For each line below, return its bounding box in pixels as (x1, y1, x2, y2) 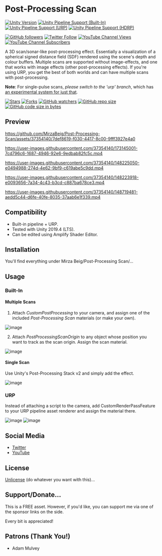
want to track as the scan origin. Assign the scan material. (12, 339, 128, 345)
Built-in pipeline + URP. (12, 221, 59, 227)
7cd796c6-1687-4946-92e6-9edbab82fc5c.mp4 (5, 150, 103, 156)
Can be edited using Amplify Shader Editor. (12, 231, 98, 237)
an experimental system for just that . (5, 89, 78, 95)
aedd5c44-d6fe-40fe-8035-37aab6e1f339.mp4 (5, 194, 101, 200)
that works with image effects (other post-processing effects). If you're (5, 64, 147, 70)
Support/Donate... (5, 491, 61, 499)
